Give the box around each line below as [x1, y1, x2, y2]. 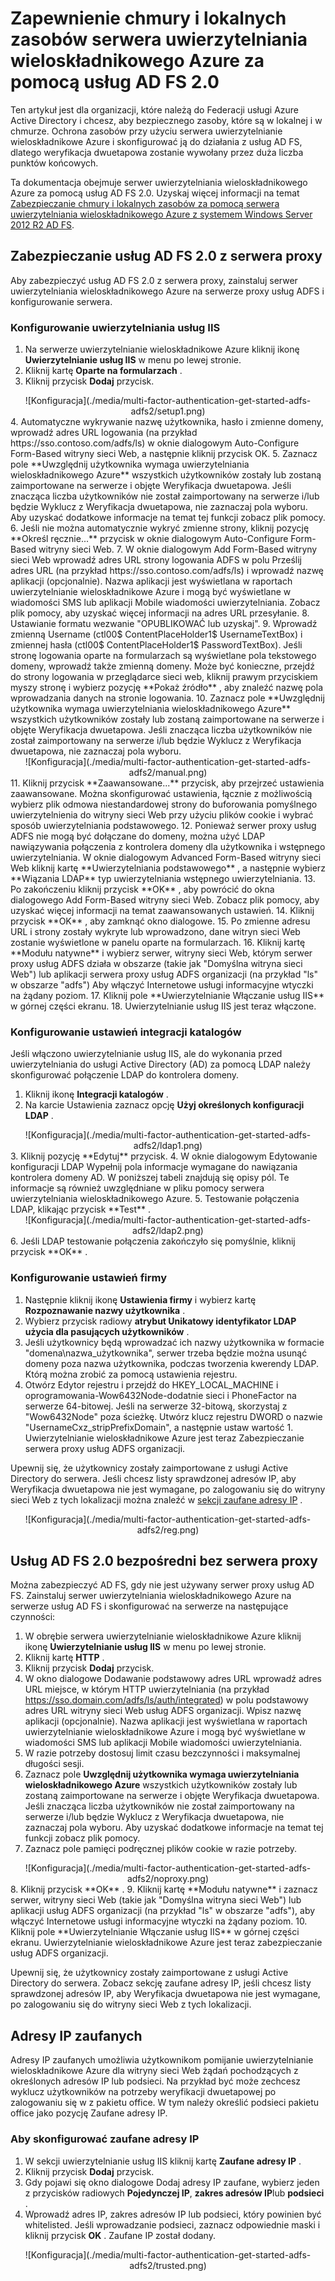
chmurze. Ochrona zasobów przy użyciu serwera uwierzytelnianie [10, 125, 283, 137]
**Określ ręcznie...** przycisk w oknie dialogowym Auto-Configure [10, 533, 289, 545]
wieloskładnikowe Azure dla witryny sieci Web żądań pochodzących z [10, 2065, 299, 2077]
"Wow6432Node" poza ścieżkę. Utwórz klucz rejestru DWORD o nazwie [24, 1410, 323, 1422]
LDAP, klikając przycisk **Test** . [10, 1203, 151, 1216]
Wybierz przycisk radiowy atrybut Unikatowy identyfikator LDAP [24, 1315, 297, 1327]
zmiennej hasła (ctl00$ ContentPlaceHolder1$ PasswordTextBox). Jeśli [10, 639, 303, 651]
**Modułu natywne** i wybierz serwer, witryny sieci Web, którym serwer [10, 947, 313, 959]
